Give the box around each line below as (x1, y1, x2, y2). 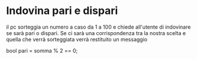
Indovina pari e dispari (6, 4, 118, 18)
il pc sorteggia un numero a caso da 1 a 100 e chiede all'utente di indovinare (6, 23, 191, 30)
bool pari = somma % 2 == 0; (6, 47, 78, 54)
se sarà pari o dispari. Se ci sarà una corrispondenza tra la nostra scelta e (6, 29, 186, 36)
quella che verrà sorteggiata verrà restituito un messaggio (6, 36, 148, 43)
